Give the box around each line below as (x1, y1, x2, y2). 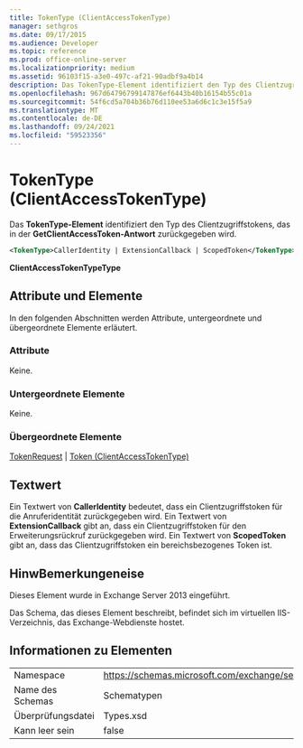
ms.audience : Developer (9, 38, 99, 48)
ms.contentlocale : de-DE (9, 114, 103, 123)
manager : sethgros (9, 22, 78, 31)
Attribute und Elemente (9, 288, 142, 304)
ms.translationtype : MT (9, 106, 99, 115)
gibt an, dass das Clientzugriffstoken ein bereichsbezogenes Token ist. (9, 539, 273, 551)
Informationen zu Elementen (9, 643, 173, 659)
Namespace (14, 669, 66, 681)
